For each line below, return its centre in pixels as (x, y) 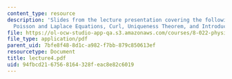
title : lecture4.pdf (37, 58)
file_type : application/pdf (48, 39)
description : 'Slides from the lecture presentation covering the (105, 20)
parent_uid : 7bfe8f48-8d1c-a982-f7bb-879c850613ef (81, 45)
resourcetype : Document (41, 52)
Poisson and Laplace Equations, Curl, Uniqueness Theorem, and (106, 26)
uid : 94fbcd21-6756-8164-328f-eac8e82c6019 (71, 65)
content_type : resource (41, 13)
